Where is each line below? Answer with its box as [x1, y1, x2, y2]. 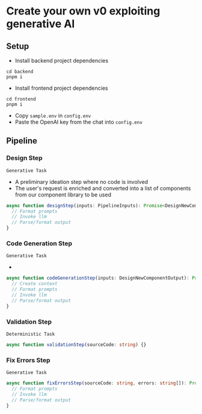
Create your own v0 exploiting [6, 4, 161, 18]
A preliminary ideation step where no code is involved [14, 178, 148, 185]
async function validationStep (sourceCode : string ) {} [6, 342, 147, 348]
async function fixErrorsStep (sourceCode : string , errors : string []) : [6, 380, 187, 386]
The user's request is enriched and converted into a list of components [14, 184, 191, 192]
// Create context [11, 281, 58, 287]
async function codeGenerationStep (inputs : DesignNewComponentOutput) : [6, 275, 189, 281]
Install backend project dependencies [14, 57, 109, 64]
